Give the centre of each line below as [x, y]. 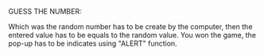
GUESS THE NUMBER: [45, 11]
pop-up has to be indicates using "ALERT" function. [93, 43]
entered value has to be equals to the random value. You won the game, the [132, 35]
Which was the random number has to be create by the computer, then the [130, 26]
